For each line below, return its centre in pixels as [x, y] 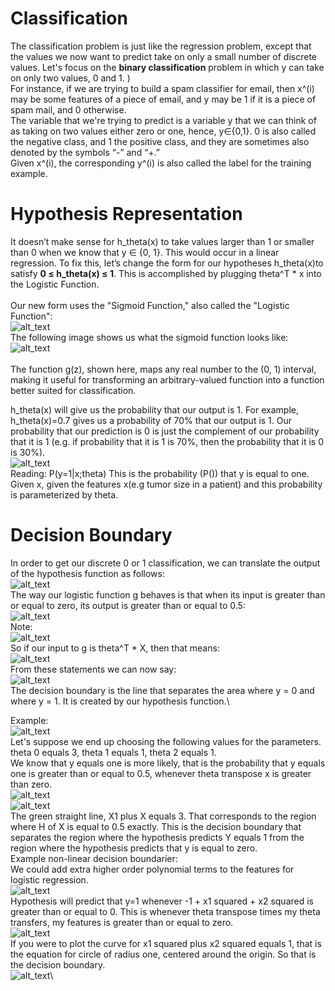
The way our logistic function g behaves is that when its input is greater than [168, 594]
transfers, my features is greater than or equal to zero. [122, 922]
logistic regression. [49, 879]
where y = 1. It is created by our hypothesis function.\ [120, 701]
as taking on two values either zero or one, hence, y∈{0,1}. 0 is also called [163, 131]
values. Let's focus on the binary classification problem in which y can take [167, 67]
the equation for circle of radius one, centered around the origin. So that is [163, 954]
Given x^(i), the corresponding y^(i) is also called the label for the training [161, 163]
